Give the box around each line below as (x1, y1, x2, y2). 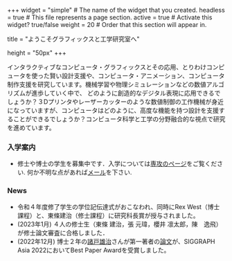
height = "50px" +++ (7, 48, 67, 57)
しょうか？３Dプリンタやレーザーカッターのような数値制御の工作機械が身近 (7, 98, 224, 106)
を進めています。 (7, 124, 55, 132)
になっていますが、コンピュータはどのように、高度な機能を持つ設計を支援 (7, 107, 220, 114)
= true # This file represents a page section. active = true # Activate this (7, 13, 213, 21)
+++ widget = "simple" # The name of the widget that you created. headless (7, 6, 225, 14)
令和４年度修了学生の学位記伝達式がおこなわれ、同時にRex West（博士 (17, 202, 220, 210)
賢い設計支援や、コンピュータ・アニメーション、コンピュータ (49, 72, 225, 80)
